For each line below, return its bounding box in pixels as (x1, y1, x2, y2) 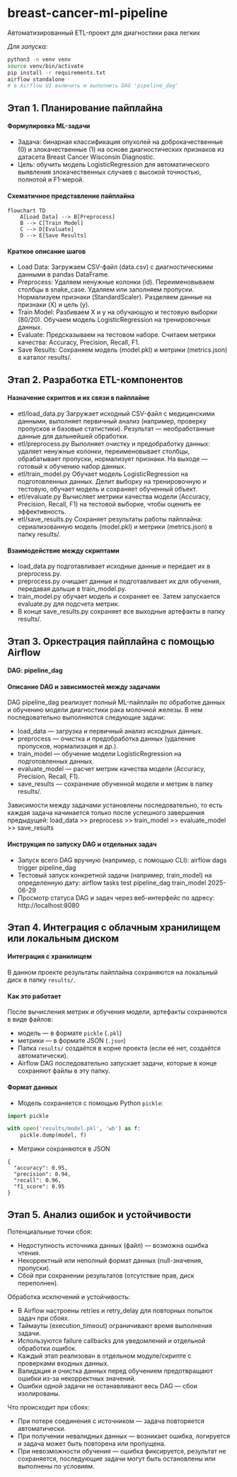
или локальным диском (7, 932, 119, 944)
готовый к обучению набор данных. (17, 462, 127, 470)
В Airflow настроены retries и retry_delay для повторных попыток (17, 1306, 214, 1315)
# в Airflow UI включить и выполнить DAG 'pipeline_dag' (7, 82, 179, 89)
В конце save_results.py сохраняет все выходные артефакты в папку (17, 607, 225, 616)
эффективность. (17, 507, 67, 516)
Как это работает (7, 992, 62, 1000)
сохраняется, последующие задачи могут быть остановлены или (17, 1454, 216, 1463)
